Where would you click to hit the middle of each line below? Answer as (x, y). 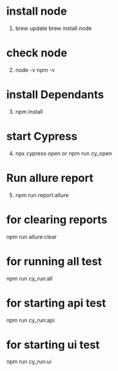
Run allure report (50, 178)
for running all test (54, 261)
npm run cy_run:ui (29, 362)
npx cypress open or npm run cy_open (64, 153)
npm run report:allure (42, 195)
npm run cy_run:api (31, 320)
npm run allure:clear (31, 236)
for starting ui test (53, 345)
